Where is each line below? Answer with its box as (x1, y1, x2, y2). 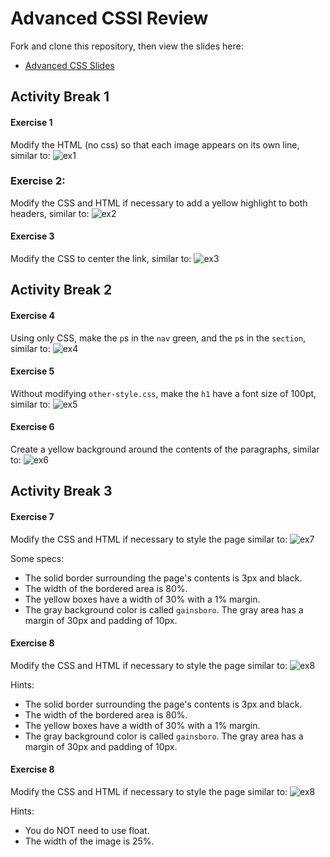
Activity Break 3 (10, 483, 113, 500)
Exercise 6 (10, 421, 55, 433)
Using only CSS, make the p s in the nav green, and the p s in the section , (10, 332, 307, 344)
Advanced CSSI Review (10, 7, 209, 30)
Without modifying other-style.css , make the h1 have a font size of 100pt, (10, 387, 317, 399)
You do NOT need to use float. (24, 825, 150, 837)
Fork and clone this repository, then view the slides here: (10, 40, 244, 52)
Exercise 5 (10, 365, 55, 377)
